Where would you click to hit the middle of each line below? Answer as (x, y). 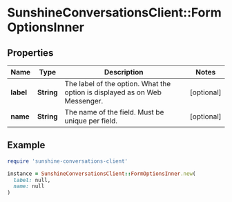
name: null (29, 186)
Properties (30, 53)
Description (124, 72)
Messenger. (84, 101)
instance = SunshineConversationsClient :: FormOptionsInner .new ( (101, 174)
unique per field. (91, 121)
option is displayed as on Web (113, 92)
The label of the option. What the (118, 84)
